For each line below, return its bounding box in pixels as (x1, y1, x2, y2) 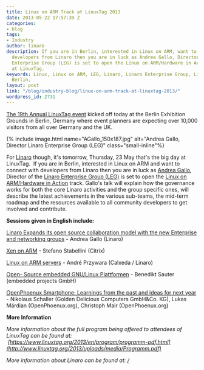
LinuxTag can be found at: (6, 332, 72, 339)
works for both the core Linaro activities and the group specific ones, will (6, 186, 189, 193)
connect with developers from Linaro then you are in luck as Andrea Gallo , (6, 166, 192, 173)
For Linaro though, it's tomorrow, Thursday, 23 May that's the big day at (6, 153, 186, 161)
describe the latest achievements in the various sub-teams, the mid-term (6, 192, 189, 200)
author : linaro (6, 43, 45, 49)
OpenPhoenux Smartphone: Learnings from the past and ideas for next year (6, 288, 197, 296)
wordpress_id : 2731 (6, 94, 56, 100)
